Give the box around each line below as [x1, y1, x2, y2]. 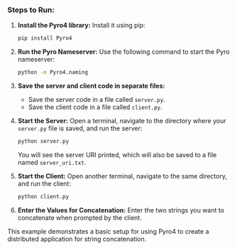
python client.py [17, 193, 70, 200]
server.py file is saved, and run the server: [17, 124, 143, 132]
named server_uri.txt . [17, 158, 87, 166]
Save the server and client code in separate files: [17, 81, 165, 90]
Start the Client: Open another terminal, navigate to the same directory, [17, 171, 227, 180]
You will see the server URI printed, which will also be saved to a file [17, 150, 217, 159]
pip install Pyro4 [17, 35, 72, 42]
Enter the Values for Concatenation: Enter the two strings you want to [17, 205, 225, 214]
